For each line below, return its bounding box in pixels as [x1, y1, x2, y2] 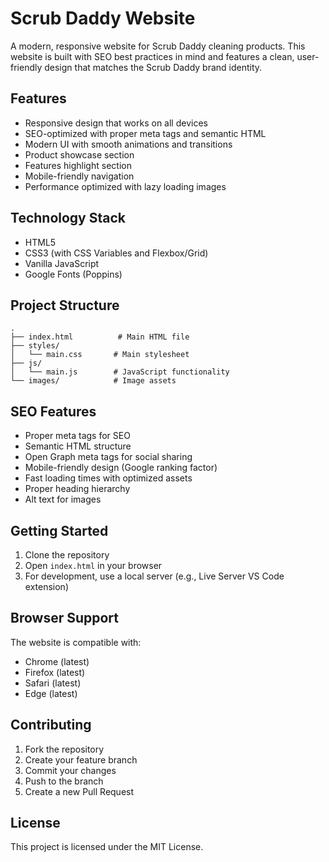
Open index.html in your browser [24, 560, 163, 571]
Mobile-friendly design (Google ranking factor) [24, 462, 218, 474]
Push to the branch [24, 775, 104, 787]
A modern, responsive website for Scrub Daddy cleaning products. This [10, 40, 306, 52]
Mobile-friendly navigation [24, 170, 135, 182]
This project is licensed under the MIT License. [10, 841, 204, 853]
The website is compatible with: [10, 636, 142, 648]
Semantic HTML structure [24, 440, 132, 452]
